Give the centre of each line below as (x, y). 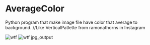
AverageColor (35, 9)
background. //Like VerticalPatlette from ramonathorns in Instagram (75, 27)
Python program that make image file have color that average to (71, 22)
